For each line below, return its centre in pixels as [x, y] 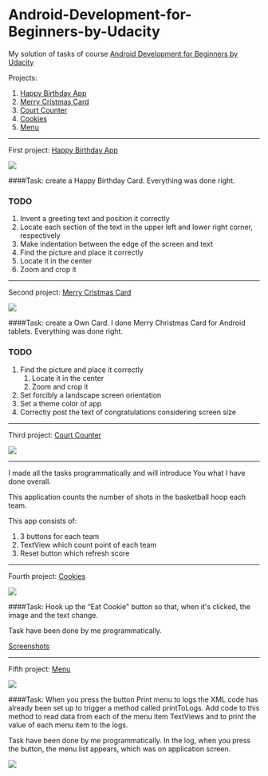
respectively [40, 236]
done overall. [30, 481]
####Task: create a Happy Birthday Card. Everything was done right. [122, 180]
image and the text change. [53, 615]
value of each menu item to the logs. [68, 725]
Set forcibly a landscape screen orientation [91, 395]
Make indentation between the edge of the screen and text [116, 244]
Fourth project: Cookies [47, 576]
